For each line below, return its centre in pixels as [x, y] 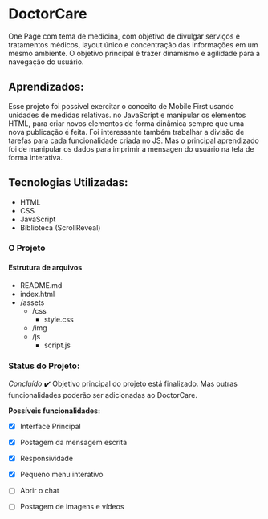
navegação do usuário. [46, 62]
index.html [37, 294]
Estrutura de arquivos [45, 268]
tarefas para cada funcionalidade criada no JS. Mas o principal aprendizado [134, 140]
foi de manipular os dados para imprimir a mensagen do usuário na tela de [131, 148]
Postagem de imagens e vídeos [72, 507]
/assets [32, 302]
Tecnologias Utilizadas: [68, 182]
